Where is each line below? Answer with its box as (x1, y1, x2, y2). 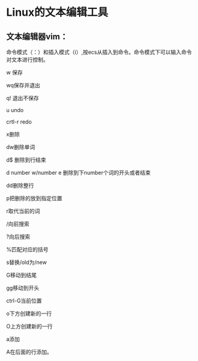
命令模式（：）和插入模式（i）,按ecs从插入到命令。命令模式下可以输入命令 (6, 49, 192, 55)
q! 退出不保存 (6, 95, 39, 101)
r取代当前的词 (6, 207, 40, 215)
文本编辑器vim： (6, 31, 68, 42)
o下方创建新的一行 (6, 310, 52, 317)
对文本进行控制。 (6, 56, 49, 63)
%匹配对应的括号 (6, 246, 49, 253)
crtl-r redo (6, 118, 32, 125)
